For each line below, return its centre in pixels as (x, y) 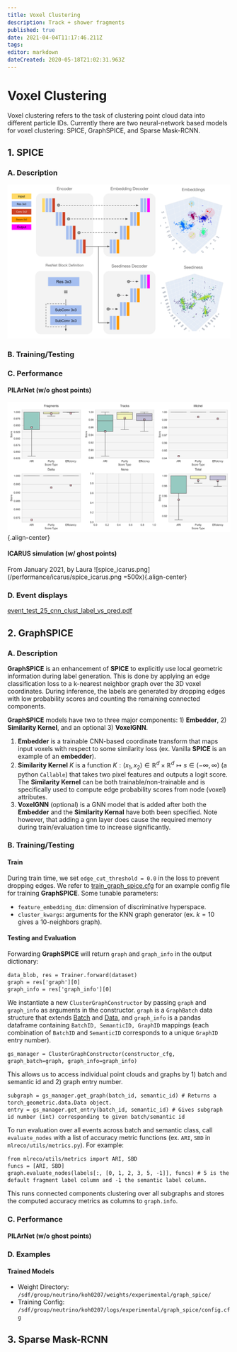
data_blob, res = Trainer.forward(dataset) (73, 975)
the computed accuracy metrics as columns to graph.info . (93, 1200)
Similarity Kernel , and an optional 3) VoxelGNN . (78, 728)
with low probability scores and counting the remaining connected (104, 699)
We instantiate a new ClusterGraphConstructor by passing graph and (107, 1002)
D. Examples (29, 1254)
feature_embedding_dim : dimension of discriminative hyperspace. (112, 906)
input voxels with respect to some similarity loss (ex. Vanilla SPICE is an (122, 749)
